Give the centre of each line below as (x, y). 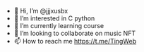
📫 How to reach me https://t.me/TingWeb (75, 41)
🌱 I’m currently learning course (59, 26)
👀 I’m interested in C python (54, 18)
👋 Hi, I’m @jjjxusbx (41, 11)
